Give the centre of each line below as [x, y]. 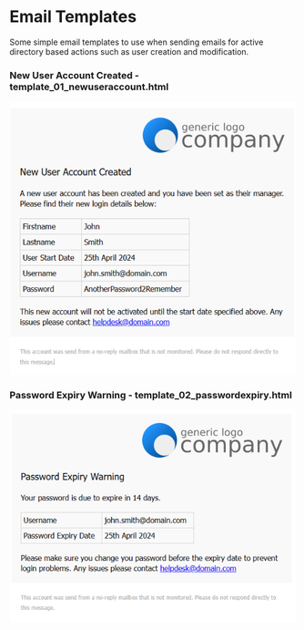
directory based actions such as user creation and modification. [129, 51]
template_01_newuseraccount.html [89, 87]
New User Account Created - [74, 75]
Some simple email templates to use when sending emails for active [137, 42]
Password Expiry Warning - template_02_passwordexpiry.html [151, 396]
